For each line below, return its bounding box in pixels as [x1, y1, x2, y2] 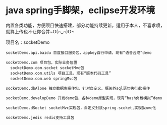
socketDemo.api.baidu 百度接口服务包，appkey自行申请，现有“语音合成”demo [6, 50, 152, 55]
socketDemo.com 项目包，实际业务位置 [6, 60, 78, 65]
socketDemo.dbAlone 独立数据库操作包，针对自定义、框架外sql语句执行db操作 [6, 86, 150, 91]
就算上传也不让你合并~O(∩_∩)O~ [6, 28, 75, 34]
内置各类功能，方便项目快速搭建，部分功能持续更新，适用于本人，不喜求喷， [6, 22, 165, 28]
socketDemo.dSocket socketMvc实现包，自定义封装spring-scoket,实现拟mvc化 [6, 105, 156, 110]
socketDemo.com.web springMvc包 [10, 76, 78, 81]
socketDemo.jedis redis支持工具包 [6, 115, 75, 120]
